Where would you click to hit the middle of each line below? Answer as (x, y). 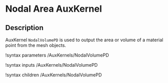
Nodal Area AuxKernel (54, 9)
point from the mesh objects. (36, 45)
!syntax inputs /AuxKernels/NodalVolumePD (52, 65)
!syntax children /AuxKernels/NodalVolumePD (54, 75)
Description (24, 28)
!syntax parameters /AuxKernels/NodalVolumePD (57, 55)
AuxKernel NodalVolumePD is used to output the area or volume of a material (85, 40)
